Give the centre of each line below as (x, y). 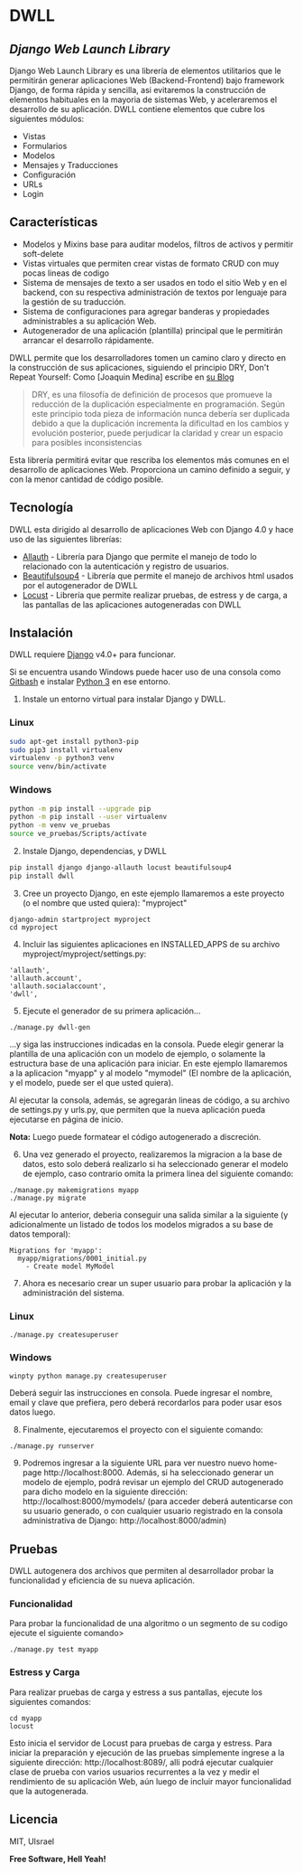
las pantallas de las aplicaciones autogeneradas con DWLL (132, 604)
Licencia (34, 1819)
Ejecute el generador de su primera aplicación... (111, 1011)
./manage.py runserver (52, 1446)
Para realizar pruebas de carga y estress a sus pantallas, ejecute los (136, 1692)
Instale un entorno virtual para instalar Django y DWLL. (124, 699)
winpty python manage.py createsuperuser (88, 1376)
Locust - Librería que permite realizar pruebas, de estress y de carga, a (155, 595)
